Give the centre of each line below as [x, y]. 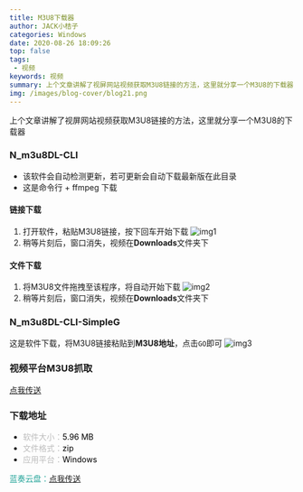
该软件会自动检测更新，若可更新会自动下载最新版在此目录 [129, 176]
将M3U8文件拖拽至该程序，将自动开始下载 [101, 287]
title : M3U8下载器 [42, 18]
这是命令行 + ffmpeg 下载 [70, 187]
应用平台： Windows [60, 460]
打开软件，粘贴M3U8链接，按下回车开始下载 [105, 232]
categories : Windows [48, 34]
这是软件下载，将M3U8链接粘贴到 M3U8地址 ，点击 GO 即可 [116, 343]
